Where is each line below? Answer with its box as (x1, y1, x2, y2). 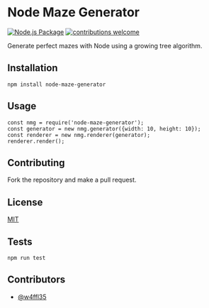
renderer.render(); (7, 138, 65, 145)
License (7, 196, 43, 208)
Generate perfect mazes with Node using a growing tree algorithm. (7, 41, 203, 50)
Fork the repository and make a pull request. (7, 175, 137, 185)
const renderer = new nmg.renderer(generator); (7, 131, 151, 138)
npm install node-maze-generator (7, 81, 106, 88)
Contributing (7, 157, 65, 169)
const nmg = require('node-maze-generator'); (7, 119, 144, 126)
